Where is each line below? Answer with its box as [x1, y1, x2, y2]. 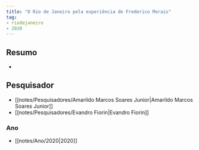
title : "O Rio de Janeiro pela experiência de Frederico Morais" [6, 8, 171, 15]
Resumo [6, 47, 37, 57]
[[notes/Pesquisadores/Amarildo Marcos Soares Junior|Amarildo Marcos [14, 96, 193, 103]
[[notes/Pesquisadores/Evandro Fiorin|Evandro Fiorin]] [14, 108, 149, 116]
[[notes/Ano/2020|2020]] [14, 137, 78, 145]
